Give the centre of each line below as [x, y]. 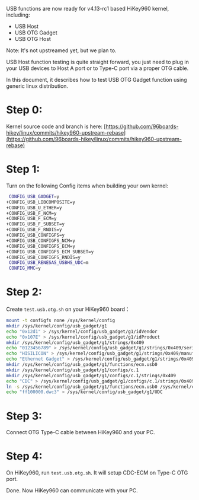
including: [18, 15]
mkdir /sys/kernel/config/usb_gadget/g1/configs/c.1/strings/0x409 [91, 375]
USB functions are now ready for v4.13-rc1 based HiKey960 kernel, [88, 9]
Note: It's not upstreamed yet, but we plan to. [61, 50]
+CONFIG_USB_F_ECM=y [32, 219]
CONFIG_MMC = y [25, 268]
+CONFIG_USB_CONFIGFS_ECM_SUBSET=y [50, 251]
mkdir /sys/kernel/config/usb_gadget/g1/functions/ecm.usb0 [82, 365]
